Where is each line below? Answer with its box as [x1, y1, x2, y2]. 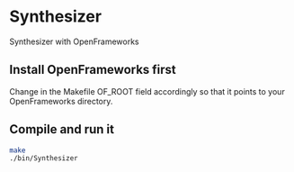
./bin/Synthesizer [9, 154, 78, 163]
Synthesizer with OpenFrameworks [9, 36, 139, 47]
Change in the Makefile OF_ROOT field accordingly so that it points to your [9, 86, 285, 96]
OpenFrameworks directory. [9, 95, 113, 106]
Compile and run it [9, 122, 115, 137]
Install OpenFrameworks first [9, 62, 177, 77]
